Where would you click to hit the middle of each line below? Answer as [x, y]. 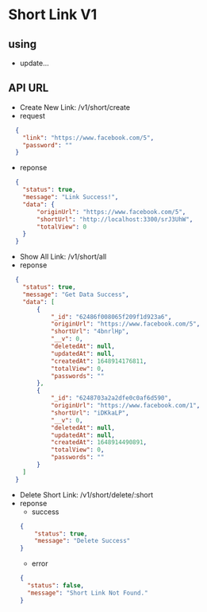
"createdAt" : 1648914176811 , [99, 361]
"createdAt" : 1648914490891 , [99, 442]
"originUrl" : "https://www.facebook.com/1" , [125, 406]
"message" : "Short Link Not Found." [88, 593]
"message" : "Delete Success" [82, 541]
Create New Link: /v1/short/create [75, 107]
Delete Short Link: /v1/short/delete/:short [86, 494]
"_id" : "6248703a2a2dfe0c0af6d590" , [111, 398]
